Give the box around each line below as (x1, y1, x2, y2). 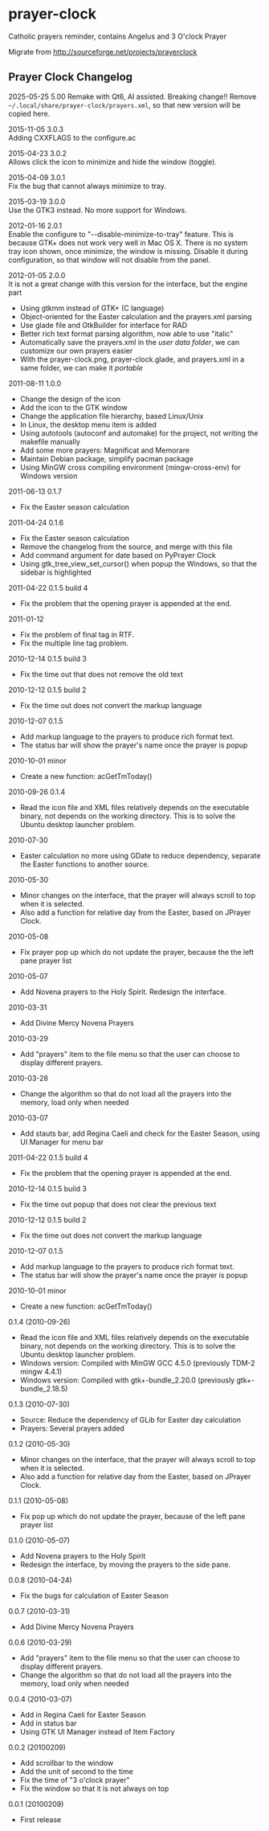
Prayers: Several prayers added (19, 1423, 124, 1433)
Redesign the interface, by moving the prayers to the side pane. (19, 1559, 231, 1569)
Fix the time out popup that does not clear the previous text (19, 1199, 217, 1209)
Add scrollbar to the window (19, 1758, 114, 1768)
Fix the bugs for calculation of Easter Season (19, 1591, 169, 1600)
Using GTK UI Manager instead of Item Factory (19, 1727, 175, 1736)
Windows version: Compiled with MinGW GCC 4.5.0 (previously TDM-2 (19, 1358, 255, 1367)
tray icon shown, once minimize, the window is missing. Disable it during (8, 246, 248, 256)
